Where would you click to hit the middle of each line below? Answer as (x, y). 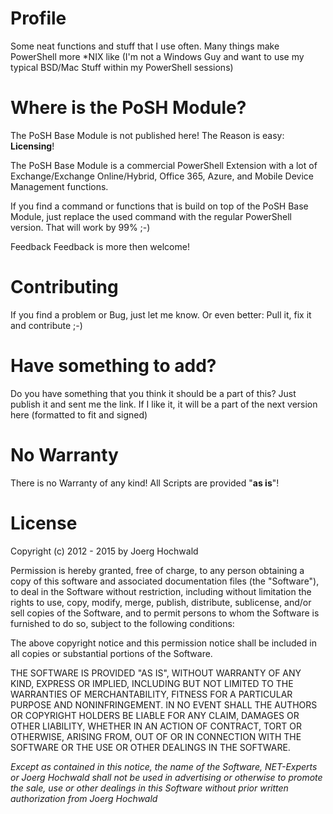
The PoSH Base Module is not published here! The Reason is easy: (147, 135)
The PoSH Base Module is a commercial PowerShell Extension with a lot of (164, 165)
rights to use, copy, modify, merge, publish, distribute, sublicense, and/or (161, 602)
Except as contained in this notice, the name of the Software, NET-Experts (164, 766)
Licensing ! (32, 146)
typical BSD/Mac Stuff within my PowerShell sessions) (122, 67)
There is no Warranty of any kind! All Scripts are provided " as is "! (145, 483)
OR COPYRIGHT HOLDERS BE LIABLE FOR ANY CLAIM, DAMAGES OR (155, 715)
